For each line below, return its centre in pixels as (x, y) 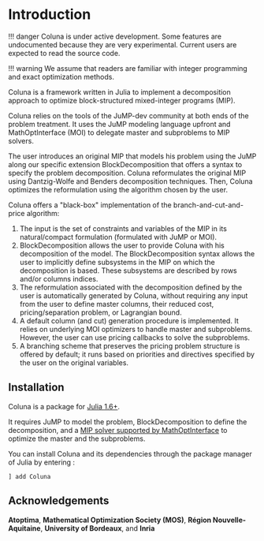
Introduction (50, 15)
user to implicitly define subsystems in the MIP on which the (117, 262)
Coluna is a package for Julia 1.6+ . (64, 406)
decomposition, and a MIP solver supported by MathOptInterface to (118, 430)
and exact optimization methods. (61, 76)
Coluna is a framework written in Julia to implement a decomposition (119, 91)
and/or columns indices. (59, 278)
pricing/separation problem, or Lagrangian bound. (101, 312)
